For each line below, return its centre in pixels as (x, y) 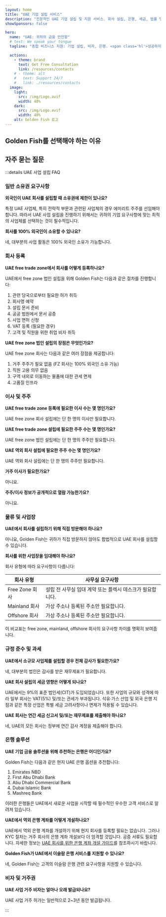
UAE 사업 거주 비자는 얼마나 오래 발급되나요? (48, 890)
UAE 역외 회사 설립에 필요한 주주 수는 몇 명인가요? (53, 450)
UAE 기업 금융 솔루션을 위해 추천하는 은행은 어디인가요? (58, 752)
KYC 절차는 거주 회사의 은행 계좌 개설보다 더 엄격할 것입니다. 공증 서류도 (75, 836)
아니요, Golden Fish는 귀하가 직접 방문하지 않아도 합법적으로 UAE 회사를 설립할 (82, 539)
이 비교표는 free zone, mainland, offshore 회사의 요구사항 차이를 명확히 (75, 629)
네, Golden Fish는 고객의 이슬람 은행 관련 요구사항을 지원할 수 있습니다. (74, 864)
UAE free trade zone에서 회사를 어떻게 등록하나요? (55, 268)
